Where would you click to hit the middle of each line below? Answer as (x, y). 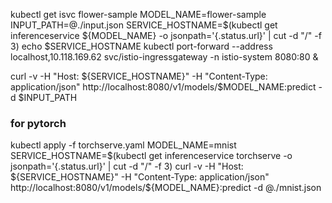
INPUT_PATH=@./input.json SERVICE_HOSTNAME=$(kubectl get (144, 25)
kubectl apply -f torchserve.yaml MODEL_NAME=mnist (123, 145)
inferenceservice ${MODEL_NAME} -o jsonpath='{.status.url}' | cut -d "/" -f (166, 35)
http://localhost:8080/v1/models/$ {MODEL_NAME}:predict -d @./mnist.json (166, 188)
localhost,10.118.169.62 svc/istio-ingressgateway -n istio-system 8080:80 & (164, 57)
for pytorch (38, 123)
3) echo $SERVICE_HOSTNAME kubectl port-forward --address (141, 46)
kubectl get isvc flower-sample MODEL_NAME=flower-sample (138, 14)
